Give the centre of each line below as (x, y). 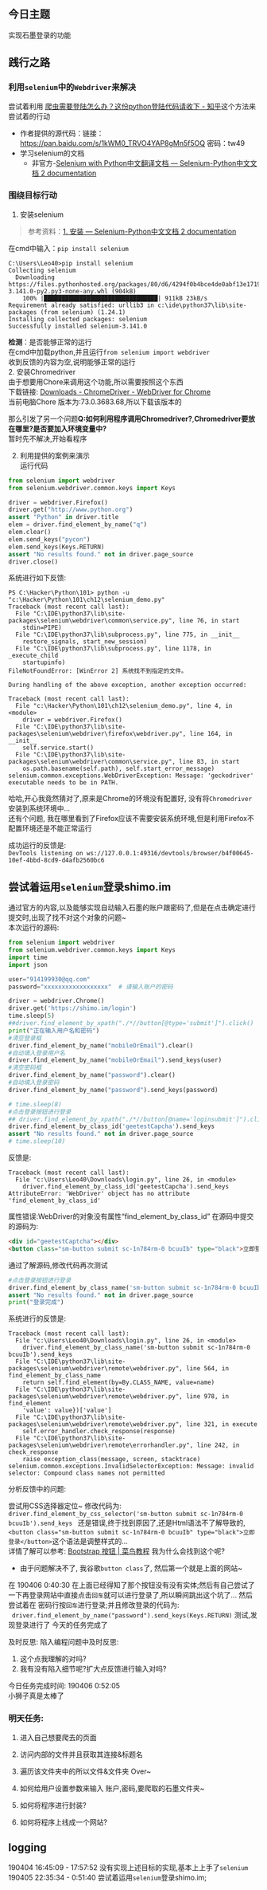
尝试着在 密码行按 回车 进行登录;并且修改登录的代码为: (94, 1605)
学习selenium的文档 (52, 153)
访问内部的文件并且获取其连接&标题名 (81, 1754)
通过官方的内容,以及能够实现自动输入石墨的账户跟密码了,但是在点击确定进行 (132, 908)
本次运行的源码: (34, 928)
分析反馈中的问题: (37, 1489)
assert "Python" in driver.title (64, 517)
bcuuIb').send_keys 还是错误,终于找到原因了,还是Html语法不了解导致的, (127, 1523)
